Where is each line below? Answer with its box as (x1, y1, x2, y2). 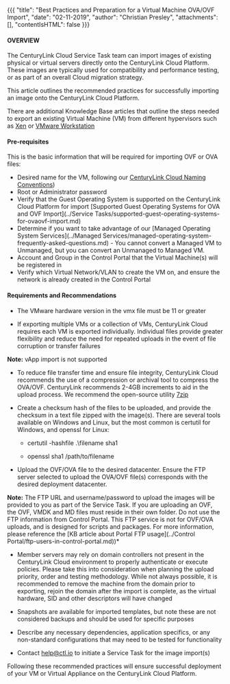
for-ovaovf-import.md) (16, 217, 81, 225)
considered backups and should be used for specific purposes (16, 615, 194, 623)
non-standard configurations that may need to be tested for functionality (16, 635, 222, 643)
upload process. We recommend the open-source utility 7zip (16, 390, 189, 398)
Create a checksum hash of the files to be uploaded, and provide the (16, 403, 211, 411)
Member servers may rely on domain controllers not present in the (16, 550, 204, 558)
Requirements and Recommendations (7, 291, 117, 299)
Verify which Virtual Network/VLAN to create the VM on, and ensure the (16, 268, 220, 277)
